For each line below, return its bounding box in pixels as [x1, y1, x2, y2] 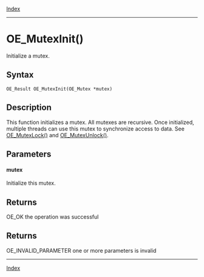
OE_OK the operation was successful [6, 213, 99, 221]
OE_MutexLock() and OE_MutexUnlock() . [6, 131, 109, 138]
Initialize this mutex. [6, 179, 56, 187]
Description [6, 103, 52, 113]
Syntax [6, 70, 34, 80]
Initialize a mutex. [6, 52, 50, 60]
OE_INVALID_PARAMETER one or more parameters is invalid [6, 247, 157, 254]
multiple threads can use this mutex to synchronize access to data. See [6, 125, 185, 132]
